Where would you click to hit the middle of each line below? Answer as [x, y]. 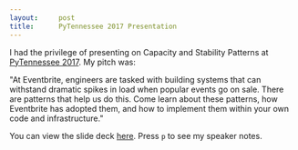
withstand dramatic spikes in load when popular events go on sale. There [147, 89]
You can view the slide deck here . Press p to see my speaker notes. [136, 135]
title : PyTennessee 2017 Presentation [93, 26]
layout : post [42, 18]
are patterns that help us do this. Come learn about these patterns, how [144, 99]
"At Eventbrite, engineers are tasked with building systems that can [135, 79]
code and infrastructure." [57, 118]
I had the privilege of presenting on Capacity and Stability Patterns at [139, 52]
